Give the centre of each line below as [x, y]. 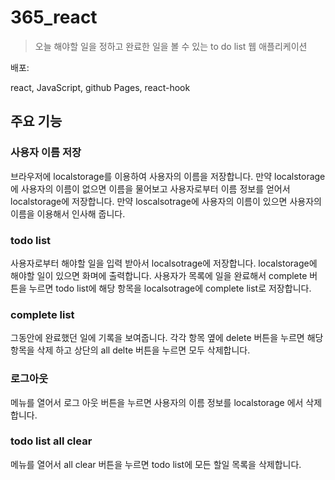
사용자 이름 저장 [46, 153]
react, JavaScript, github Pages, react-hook [100, 87]
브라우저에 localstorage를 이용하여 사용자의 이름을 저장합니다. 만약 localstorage [168, 176]
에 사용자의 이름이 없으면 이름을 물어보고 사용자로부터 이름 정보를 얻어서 [150, 188]
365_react [54, 17]
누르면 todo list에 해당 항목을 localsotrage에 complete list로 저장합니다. [170, 288]
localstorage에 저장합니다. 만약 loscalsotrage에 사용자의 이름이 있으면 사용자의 [166, 201]
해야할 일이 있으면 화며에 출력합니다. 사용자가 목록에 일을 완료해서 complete [159, 275]
